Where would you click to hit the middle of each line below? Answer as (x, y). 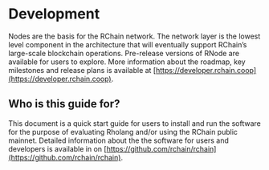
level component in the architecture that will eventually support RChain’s (128, 44)
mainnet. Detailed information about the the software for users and (118, 140)
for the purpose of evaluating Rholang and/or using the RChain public (123, 132)
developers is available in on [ (57, 148)
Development (54, 14)
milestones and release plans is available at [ (82, 70)
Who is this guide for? (64, 104)
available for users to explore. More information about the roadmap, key (127, 62)
